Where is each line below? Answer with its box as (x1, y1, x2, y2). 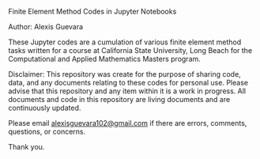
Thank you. (8, 142, 45, 151)
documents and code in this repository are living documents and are (8, 95, 231, 104)
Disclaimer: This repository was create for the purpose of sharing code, (8, 70, 241, 78)
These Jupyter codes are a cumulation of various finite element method (8, 37, 242, 47)
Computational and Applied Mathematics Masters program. (8, 55, 202, 63)
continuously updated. (8, 103, 81, 112)
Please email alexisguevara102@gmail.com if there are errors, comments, (8, 119, 247, 127)
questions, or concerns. (8, 127, 86, 136)
